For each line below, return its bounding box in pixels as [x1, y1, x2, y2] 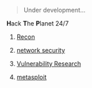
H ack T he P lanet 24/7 [6, 19, 69, 27]
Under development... [23, 6, 86, 14]
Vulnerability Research [16, 60, 81, 68]
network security [16, 46, 66, 54]
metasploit [16, 73, 47, 81]
